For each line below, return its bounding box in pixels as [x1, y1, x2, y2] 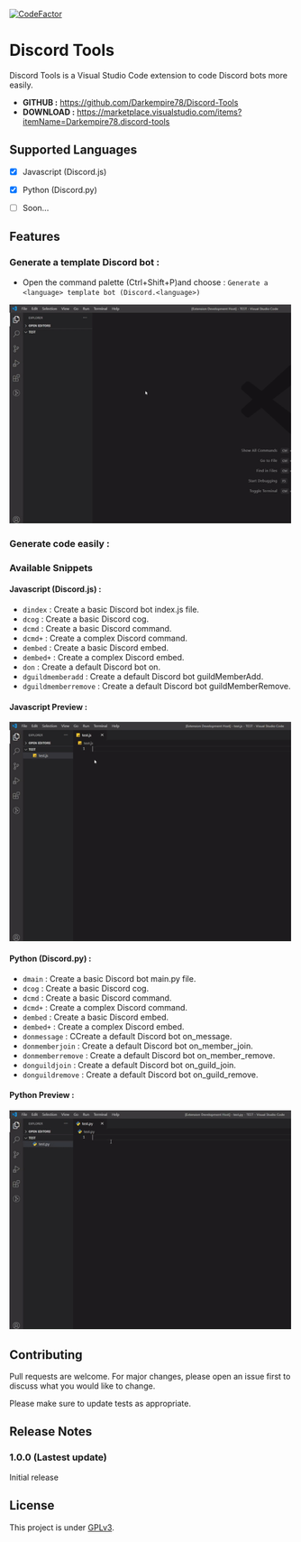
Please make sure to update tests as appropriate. [9, 1399, 192, 1409]
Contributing [9, 1347, 83, 1362]
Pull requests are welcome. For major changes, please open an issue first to [9, 1371, 291, 1382]
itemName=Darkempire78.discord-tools [22, 115, 170, 126]
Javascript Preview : [9, 701, 88, 712]
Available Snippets [9, 561, 93, 574]
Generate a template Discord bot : [9, 256, 160, 269]
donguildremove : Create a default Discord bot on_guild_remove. [22, 1069, 259, 1080]
